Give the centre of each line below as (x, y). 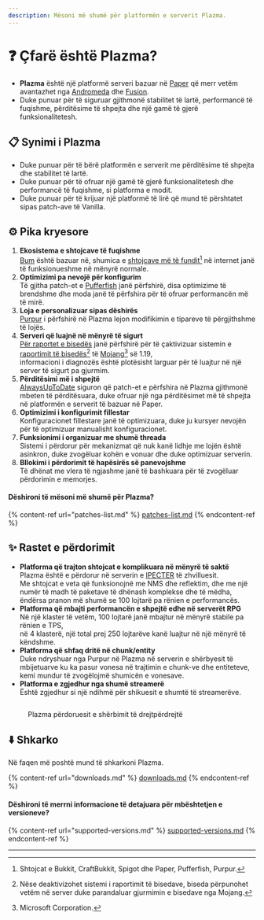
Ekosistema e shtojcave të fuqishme (80, 251)
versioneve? (29, 812)
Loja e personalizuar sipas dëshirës (79, 310)
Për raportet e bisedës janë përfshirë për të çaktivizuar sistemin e (125, 344)
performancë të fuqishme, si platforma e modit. (96, 190)
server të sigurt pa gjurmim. (64, 370)
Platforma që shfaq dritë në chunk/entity (87, 650)
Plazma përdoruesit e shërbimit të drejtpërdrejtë (105, 714)
